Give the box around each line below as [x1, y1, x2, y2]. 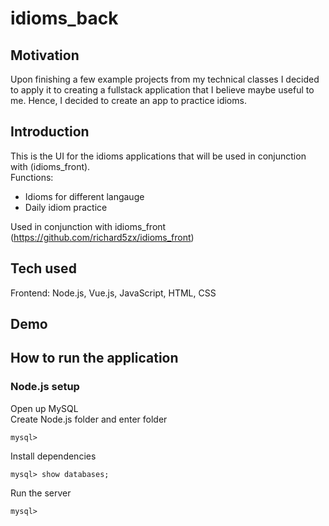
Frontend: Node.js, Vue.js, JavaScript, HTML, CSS [10, 287, 217, 299]
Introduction [10, 123, 90, 141]
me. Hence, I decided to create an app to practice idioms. [10, 95, 247, 106]
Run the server [10, 487, 72, 499]
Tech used [10, 260, 77, 277]
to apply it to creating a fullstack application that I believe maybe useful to [10, 84, 315, 96]
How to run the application [10, 350, 179, 367]
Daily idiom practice [24, 201, 108, 213]
